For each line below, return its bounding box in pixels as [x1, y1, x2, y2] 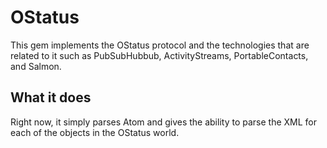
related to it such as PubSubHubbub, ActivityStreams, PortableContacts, [10, 49, 309, 61]
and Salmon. [10, 60, 62, 72]
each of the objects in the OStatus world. [10, 126, 180, 138]
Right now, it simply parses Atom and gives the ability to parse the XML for [10, 116, 317, 128]
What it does [10, 89, 92, 106]
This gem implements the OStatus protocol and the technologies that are [10, 39, 310, 51]
